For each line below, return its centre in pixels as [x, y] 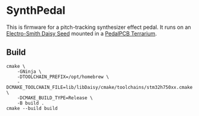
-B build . [31, 103]
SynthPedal [36, 11]
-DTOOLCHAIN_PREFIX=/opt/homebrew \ [63, 77]
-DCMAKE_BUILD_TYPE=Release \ [55, 98]
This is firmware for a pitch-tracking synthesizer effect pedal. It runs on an [99, 27]
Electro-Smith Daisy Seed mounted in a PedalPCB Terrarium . [82, 33]
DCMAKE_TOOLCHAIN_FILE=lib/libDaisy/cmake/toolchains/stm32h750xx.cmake [99, 87]
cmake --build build [32, 108]
